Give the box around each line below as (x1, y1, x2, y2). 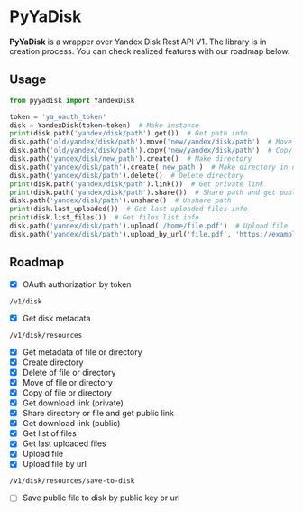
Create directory (22, 357, 84, 368)
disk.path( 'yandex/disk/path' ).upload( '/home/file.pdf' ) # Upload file (9, 221, 289, 230)
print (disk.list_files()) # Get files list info (9, 213, 200, 222)
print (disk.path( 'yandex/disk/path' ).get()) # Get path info (9, 129, 248, 138)
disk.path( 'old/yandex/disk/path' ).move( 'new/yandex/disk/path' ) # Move (9, 137, 293, 146)
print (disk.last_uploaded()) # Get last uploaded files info (9, 205, 248, 214)
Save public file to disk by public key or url (22, 492, 180, 503)
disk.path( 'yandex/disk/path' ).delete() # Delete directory (9, 171, 244, 180)
